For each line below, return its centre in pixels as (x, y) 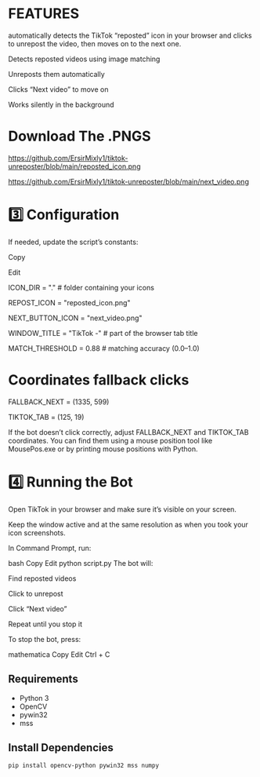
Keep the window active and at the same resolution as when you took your (128, 524)
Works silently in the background (61, 104)
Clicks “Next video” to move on (58, 89)
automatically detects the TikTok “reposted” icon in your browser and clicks (130, 35)
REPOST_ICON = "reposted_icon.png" (69, 302)
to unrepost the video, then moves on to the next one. (95, 43)
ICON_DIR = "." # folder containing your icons (81, 287)
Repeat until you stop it (45, 624)
